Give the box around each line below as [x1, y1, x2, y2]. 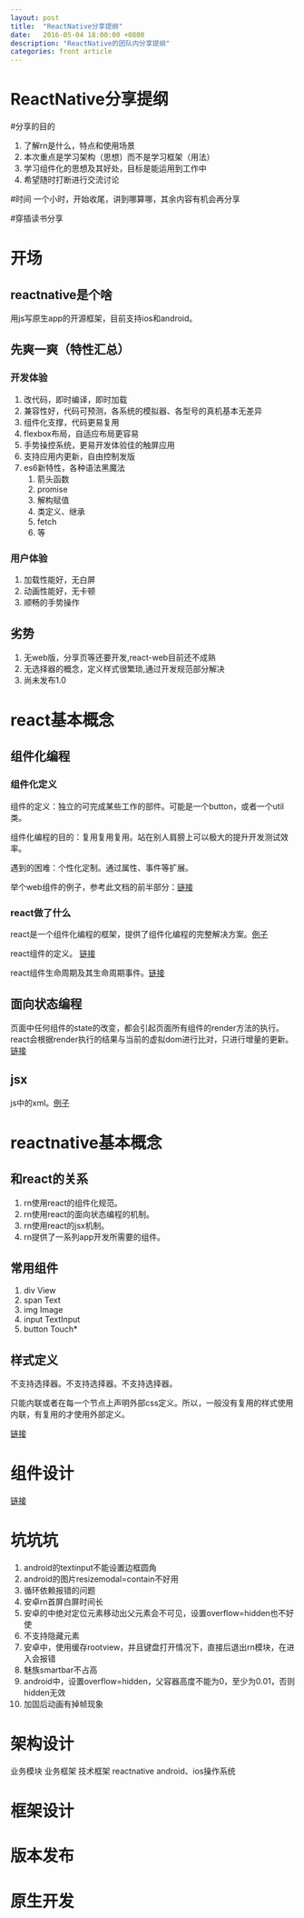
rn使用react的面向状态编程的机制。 [23, 1208, 155, 1219]
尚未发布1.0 [23, 674, 67, 685]
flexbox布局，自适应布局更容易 [23, 428, 140, 439]
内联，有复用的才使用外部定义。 [10, 1409, 130, 1420]
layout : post [10, 13, 60, 23]
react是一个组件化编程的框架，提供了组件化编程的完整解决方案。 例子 [10, 929, 269, 940]
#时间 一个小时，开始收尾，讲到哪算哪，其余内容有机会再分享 [10, 194, 240, 205]
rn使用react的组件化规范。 [23, 1197, 123, 1208]
